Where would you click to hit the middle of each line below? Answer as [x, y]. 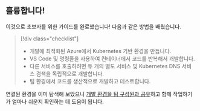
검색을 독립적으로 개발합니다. [70, 74]
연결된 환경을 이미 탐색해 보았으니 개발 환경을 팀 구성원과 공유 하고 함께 [89, 94]
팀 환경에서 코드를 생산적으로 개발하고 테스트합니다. [90, 81]
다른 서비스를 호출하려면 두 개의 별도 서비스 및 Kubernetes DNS [105, 66]
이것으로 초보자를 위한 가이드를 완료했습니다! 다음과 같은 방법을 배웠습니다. [94, 27]
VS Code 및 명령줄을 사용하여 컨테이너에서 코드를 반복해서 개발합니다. [112, 59]
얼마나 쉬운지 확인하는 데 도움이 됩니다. [58, 101]
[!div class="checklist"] [50, 39]
